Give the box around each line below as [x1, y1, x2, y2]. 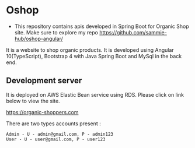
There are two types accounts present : [6, 120, 101, 127]
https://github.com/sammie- [99, 29, 168, 36]
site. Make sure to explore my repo [14, 29, 98, 36]
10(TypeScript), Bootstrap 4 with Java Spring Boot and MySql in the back [6, 52, 182, 59]
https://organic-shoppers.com [6, 108, 79, 115]
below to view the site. [6, 97, 60, 104]
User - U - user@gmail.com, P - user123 [6, 136, 106, 142]
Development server [6, 76, 82, 86]
